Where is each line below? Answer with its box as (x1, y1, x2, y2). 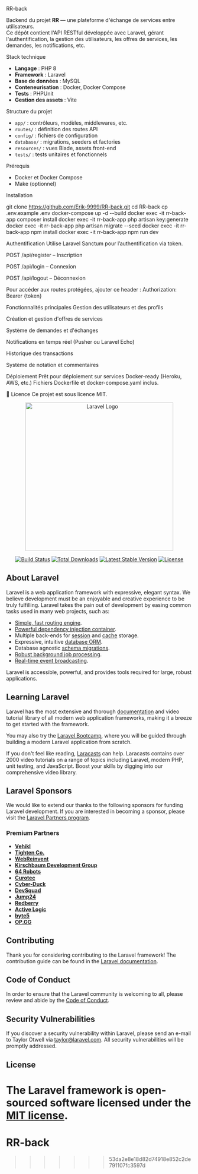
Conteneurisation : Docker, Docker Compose (14, 84, 126, 91)
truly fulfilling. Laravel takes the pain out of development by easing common (6, 601, 191, 608)
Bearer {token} (6, 292, 43, 299)
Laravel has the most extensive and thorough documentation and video (6, 708, 180, 715)
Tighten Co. (14, 849, 45, 856)
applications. (6, 675, 37, 682)
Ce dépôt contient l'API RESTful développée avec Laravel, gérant (6, 29, 164, 36)
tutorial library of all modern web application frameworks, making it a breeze (6, 714, 192, 721)
